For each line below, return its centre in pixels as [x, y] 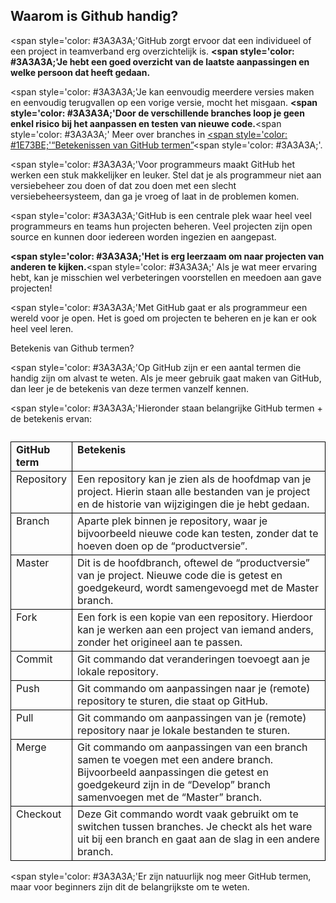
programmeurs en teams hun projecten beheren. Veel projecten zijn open [161, 226]
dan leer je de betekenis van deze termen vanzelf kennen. [130, 388]
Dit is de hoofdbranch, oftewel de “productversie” [193, 562]
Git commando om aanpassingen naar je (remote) [194, 688]
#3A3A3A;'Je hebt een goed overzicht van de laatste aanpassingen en [160, 61]
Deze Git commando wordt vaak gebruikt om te [188, 814]
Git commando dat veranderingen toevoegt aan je [194, 659]
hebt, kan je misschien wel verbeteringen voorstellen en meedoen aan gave [166, 277]
